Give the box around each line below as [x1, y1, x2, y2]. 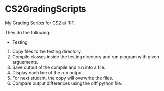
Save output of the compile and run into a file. [12, 64, 106, 70]
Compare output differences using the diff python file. [12, 80, 123, 86]
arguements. [12, 59, 39, 65]
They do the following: [5, 29, 51, 35]
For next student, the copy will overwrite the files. [12, 75, 114, 81]
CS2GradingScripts [5, 3, 86, 15]
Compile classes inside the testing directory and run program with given [12, 53, 159, 60]
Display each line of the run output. [12, 69, 84, 75]
